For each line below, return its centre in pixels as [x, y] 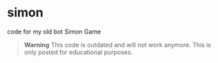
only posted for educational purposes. [78, 52]
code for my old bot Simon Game [54, 32]
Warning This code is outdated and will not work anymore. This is [118, 45]
